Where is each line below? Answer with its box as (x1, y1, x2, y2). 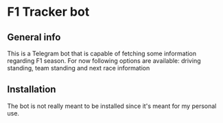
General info (7, 31, 61, 43)
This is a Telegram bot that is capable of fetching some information (7, 49, 197, 57)
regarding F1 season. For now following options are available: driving (7, 57, 201, 65)
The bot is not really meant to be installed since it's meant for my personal (7, 102, 217, 110)
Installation (7, 83, 56, 96)
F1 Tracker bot (7, 4, 90, 20)
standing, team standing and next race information (7, 64, 150, 72)
